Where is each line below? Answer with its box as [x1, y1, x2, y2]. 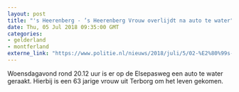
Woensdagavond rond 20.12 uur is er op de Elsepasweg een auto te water [7, 69, 223, 78]
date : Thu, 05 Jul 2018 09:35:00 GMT [7, 23, 119, 30]
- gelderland [7, 37, 46, 44]
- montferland [7, 43, 50, 50]
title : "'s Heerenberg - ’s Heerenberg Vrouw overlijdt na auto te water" [7, 17, 234, 24]
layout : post [7, 10, 46, 18]
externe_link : [7, 50, 50, 57]
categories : [7, 30, 43, 38]
